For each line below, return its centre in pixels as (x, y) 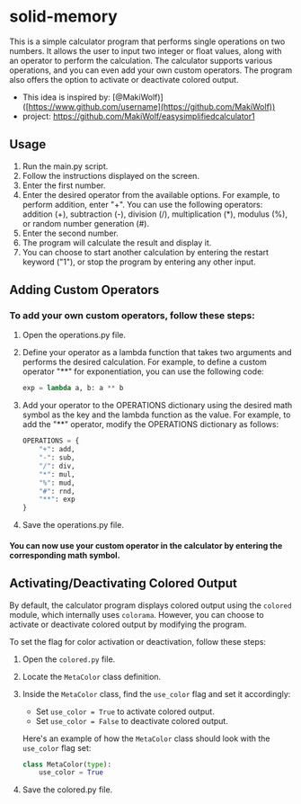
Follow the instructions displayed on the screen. (111, 175)
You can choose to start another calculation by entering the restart (146, 252)
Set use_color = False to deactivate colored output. (132, 720)
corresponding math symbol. (65, 555)
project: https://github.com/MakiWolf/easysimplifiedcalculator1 (138, 116)
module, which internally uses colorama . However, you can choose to (137, 614)
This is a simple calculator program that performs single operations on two (147, 41)
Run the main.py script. (65, 166)
